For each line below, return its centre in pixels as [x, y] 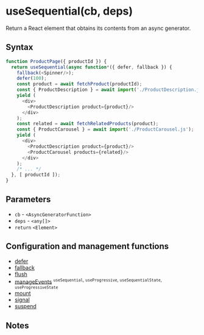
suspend [26, 306]
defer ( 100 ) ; [32, 78]
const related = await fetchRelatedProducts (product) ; [88, 124]
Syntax [19, 47]
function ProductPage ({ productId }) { [56, 61]
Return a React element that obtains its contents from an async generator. [98, 28]
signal [22, 300]
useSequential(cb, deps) [69, 11]
